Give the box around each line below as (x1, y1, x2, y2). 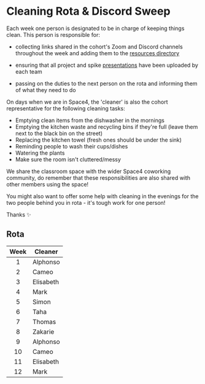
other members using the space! (6, 180, 89, 188)
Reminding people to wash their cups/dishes (15, 142, 128, 150)
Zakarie (33, 327, 55, 336)
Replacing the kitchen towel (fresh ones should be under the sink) (15, 136, 182, 144)
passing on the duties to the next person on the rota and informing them (15, 80, 198, 87)
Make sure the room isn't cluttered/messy (15, 155, 122, 163)
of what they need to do (15, 86, 76, 93)
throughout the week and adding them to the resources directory (15, 49, 180, 56)
